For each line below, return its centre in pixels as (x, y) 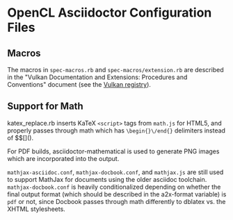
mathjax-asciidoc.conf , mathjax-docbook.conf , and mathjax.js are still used (115, 172)
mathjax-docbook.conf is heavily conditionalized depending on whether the (114, 187)
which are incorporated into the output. (63, 158)
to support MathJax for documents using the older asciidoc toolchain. (107, 179)
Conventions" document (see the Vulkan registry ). (79, 84)
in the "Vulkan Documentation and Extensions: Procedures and (97, 77)
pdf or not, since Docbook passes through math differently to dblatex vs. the (116, 201)
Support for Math (45, 107)
